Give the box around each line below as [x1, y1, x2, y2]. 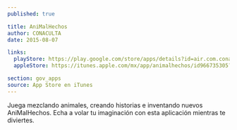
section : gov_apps [7, 75, 61, 82]
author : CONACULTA [7, 30, 61, 37]
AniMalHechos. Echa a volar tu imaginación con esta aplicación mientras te [7, 108, 226, 117]
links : [7, 49, 27, 57]
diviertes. [7, 116, 35, 124]
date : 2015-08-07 [7, 36, 59, 43]
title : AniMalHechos [7, 23, 68, 30]
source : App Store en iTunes [7, 81, 93, 88]
